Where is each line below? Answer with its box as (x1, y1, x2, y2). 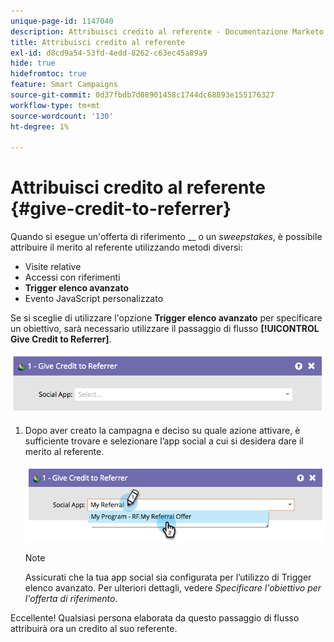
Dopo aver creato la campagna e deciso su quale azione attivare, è (24, 424, 301, 436)
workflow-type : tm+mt (10, 100, 101, 110)
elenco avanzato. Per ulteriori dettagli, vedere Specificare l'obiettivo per (24, 581, 322, 594)
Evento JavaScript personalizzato (24, 293, 164, 305)
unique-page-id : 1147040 (10, 16, 114, 26)
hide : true (10, 58, 56, 69)
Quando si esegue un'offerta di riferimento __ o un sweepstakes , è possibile (10, 231, 323, 243)
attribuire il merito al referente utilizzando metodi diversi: (10, 241, 243, 254)
